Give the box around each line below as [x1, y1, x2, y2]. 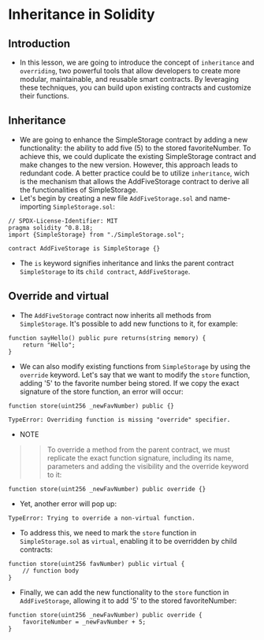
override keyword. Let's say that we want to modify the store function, [19, 370, 251, 379]
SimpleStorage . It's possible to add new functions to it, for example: [19, 319, 238, 328]
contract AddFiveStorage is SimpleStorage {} [8, 244, 160, 253]
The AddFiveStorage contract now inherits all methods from [19, 310, 211, 320]
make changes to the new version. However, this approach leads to [19, 160, 238, 169]
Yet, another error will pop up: [19, 498, 117, 509]
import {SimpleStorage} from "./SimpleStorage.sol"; [8, 231, 185, 239]
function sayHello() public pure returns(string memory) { [8, 334, 206, 342]
